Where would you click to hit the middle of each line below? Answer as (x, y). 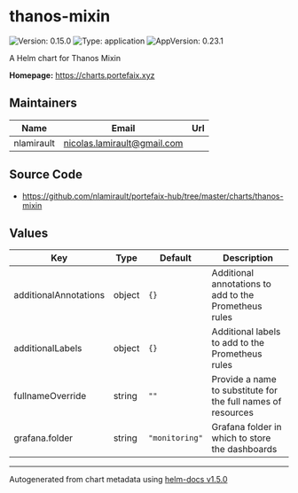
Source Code (46, 175)
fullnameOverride (50, 396)
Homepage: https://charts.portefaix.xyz (82, 75)
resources (233, 412)
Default (176, 258)
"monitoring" (176, 438)
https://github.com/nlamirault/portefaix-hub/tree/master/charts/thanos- (153, 196)
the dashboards (244, 450)
